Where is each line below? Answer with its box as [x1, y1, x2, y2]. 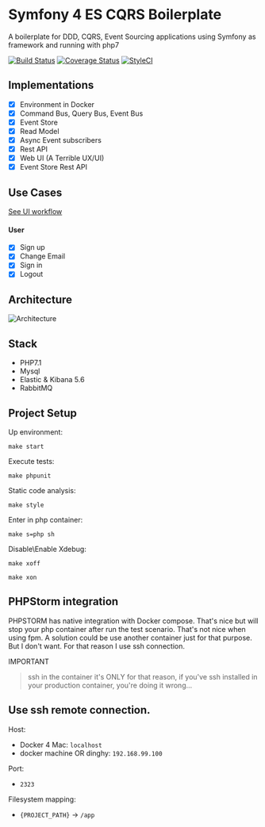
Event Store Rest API [19, 163, 87, 172]
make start [8, 442, 44, 450]
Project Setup [8, 406, 78, 419]
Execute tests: [8, 456, 55, 465]
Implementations [8, 78, 94, 92]
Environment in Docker [19, 99, 95, 109]
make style [8, 501, 44, 509]
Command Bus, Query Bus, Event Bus [19, 109, 144, 118]
